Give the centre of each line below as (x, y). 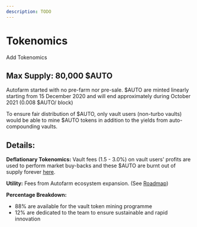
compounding (23, 127)
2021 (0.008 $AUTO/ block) (40, 103)
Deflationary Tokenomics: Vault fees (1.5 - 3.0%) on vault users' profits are (98, 160)
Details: (21, 145)
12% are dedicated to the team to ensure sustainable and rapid (91, 213)
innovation (28, 219)
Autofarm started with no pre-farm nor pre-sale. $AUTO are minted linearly (98, 90)
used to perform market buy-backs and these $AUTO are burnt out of (91, 166)
